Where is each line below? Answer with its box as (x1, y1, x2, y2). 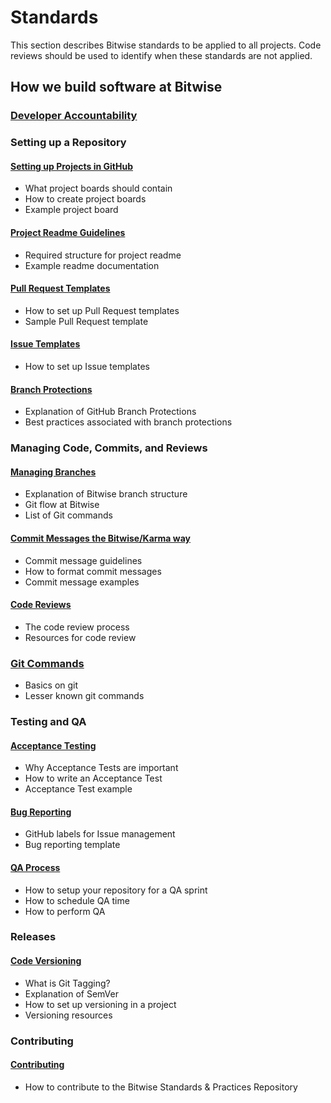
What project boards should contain (24, 182, 173, 195)
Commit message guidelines (24, 554, 143, 566)
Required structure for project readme (24, 249, 182, 261)
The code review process (24, 621, 130, 633)
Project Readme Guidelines (10, 226, 126, 238)
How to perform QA (24, 905, 106, 917)
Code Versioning (10, 955, 82, 967)
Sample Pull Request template (24, 315, 149, 327)
